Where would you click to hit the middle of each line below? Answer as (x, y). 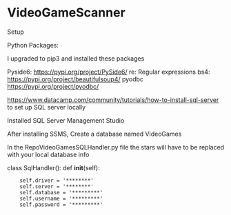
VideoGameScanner (66, 13)
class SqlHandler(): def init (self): (53, 167)
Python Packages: (33, 45)
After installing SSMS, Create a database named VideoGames (94, 134)
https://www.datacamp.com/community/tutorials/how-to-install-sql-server (113, 100)
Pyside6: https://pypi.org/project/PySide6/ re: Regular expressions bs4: (109, 72)
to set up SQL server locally (47, 107)
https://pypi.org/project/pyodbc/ (53, 86)
